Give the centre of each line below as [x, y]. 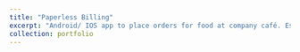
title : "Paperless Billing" [62, 17]
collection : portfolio [51, 33]
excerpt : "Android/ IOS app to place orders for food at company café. [145, 26]
